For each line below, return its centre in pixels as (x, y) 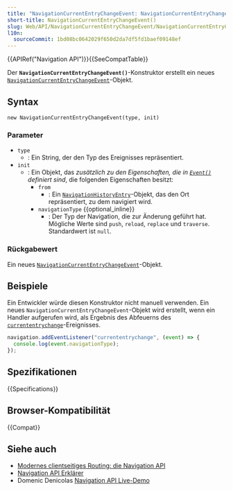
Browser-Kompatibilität (59, 411)
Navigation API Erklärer (50, 473)
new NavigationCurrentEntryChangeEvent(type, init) (83, 118)
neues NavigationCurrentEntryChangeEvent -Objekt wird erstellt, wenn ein (111, 310)
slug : (15, 26)
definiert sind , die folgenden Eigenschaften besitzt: (101, 180)
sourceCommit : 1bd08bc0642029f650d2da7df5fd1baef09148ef (97, 40)
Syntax (23, 102)
